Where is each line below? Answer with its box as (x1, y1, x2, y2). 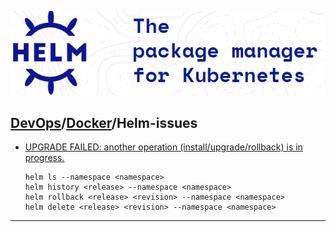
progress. (24, 152, 65, 164)
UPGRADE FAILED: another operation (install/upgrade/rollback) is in (24, 141, 303, 153)
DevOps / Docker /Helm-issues (10, 114, 198, 131)
